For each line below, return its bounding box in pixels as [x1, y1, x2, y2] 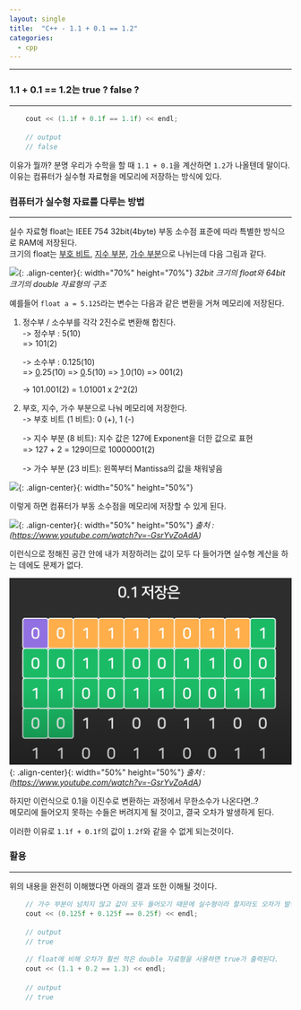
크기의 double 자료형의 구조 [9, 279, 107, 290]
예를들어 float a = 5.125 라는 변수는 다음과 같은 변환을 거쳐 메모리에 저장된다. [9, 298, 285, 309]
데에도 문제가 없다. [18, 560, 83, 570]
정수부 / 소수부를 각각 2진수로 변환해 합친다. [21, 317, 176, 327]
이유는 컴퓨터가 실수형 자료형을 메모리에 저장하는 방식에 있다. [9, 171, 222, 182]
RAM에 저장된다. [18, 238, 78, 248]
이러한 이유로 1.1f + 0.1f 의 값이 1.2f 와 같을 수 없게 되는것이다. [9, 825, 235, 836]
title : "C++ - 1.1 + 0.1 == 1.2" [9, 23, 139, 33]
